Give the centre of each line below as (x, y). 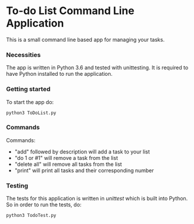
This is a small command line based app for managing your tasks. (85, 39)
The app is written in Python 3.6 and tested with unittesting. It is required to (97, 68)
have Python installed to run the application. (59, 74)
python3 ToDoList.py (31, 113)
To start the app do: (30, 102)
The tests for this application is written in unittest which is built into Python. (97, 199)
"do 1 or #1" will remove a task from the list (66, 158)
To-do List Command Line (70, 11)
